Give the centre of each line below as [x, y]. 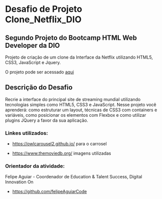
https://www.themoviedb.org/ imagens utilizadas [62, 153]
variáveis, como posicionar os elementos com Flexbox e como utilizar [76, 115]
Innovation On [19, 182]
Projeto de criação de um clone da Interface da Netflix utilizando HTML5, [79, 57]
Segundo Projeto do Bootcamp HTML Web [71, 38]
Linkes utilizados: [27, 133]
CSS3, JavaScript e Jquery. [33, 62]
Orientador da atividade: [35, 166]
